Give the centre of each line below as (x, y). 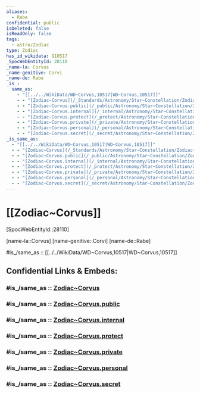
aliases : (17, 12)
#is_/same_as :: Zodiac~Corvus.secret (63, 383)
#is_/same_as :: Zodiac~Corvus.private (65, 352)
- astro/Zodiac (30, 45)
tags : (13, 39)
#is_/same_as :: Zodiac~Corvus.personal (67, 368)
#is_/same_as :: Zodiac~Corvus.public (63, 304)
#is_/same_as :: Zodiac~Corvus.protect (65, 336)
